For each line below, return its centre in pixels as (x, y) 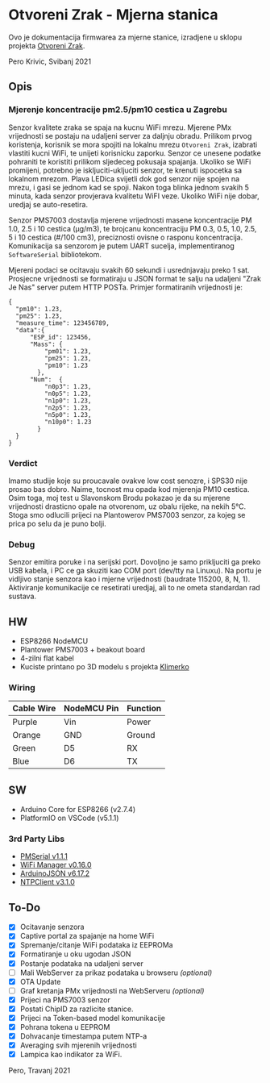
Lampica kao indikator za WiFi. (71, 1055)
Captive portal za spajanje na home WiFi (87, 936)
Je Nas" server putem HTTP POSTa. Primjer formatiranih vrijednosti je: (126, 287)
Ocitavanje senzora (52, 927)
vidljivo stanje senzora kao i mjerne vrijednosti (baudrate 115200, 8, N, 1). (129, 579)
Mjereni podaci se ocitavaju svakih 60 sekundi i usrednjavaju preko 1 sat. (129, 270)
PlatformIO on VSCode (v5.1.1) (69, 818)
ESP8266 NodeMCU (54, 641)
